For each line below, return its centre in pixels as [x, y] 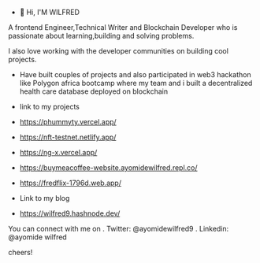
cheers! [20, 252]
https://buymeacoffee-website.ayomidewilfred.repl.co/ [109, 168]
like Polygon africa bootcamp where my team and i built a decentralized [136, 83]
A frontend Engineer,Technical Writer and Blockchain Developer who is [123, 27]
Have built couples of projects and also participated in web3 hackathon [135, 74]
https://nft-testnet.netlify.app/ [68, 137]
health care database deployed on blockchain [93, 91]
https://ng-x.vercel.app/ [58, 152]
